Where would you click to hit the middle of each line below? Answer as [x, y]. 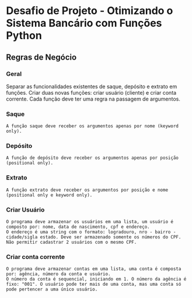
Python [24, 36]
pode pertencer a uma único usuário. [52, 290]
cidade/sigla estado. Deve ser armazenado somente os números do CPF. [94, 237]
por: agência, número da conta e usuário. [58, 274]
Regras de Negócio [41, 57]
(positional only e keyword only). [49, 195]
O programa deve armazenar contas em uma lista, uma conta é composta [94, 269]
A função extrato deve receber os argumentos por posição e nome [87, 190]
